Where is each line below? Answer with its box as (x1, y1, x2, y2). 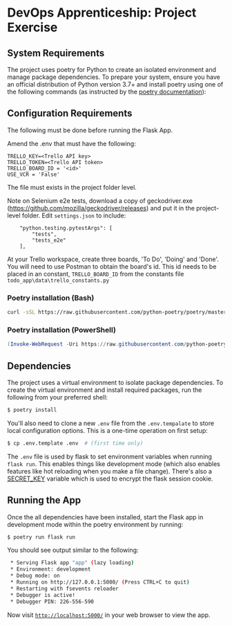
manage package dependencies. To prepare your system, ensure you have (7, 73, 221, 81)
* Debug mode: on (10, 573, 60, 580)
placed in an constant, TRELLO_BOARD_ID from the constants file (7, 269, 184, 278)
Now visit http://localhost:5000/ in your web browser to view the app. (7, 611, 211, 619)
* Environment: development (10, 566, 91, 573)
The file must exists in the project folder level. (7, 183, 137, 191)
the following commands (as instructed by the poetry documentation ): (7, 88, 206, 96)
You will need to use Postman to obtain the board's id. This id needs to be (7, 262, 217, 271)
